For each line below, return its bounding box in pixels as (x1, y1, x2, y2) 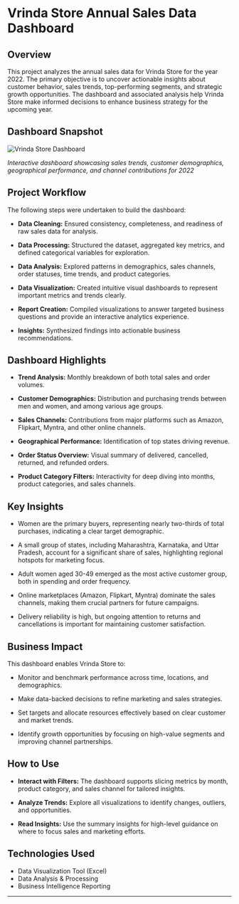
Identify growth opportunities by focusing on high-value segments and (17, 730, 225, 738)
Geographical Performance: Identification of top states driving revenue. (17, 437, 230, 446)
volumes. (17, 381, 45, 389)
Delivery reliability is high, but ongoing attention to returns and (17, 612, 201, 621)
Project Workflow (7, 186, 87, 199)
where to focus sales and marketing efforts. (17, 827, 146, 836)
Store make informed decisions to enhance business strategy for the (7, 98, 208, 106)
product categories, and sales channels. (17, 480, 136, 488)
